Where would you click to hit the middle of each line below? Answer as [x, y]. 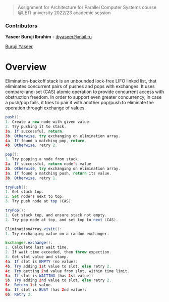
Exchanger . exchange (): [29, 243]
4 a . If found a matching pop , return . [46, 141]
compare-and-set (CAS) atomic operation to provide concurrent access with [85, 92]
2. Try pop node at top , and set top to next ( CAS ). [62, 220]
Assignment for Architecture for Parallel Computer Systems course [87, 7]
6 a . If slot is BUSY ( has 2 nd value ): [46, 290]
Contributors [21, 26]
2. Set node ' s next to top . [35, 197]
